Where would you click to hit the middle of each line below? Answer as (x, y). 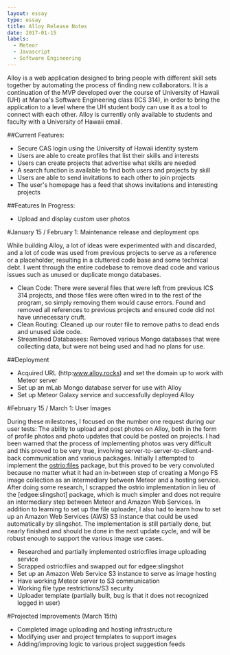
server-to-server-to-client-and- (169, 450)
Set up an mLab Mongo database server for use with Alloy (99, 387)
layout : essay (27, 13)
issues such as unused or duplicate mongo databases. (84, 274)
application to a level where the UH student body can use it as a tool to (107, 107)
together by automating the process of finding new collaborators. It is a (107, 85)
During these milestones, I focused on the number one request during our (111, 421)
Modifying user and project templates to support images (97, 636)
